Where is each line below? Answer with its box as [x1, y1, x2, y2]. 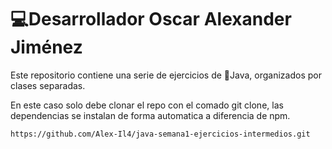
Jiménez [10, 36, 83, 59]
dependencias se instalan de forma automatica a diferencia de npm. [10, 109, 291, 121]
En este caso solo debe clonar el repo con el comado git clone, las [10, 99, 284, 111]
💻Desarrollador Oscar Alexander [10, 8, 292, 31]
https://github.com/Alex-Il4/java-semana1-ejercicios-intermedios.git [10, 129, 311, 139]
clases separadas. [10, 79, 86, 91]
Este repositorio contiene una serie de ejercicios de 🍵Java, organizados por [10, 69, 322, 81]
